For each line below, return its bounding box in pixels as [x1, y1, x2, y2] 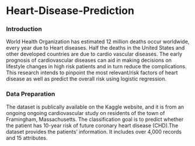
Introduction [6, 25, 42, 33]
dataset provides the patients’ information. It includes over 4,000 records [6, 128, 182, 135]
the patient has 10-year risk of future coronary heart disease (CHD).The [6, 121, 179, 129]
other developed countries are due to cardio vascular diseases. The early [6, 51, 183, 58]
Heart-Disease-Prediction [6, 4, 134, 18]
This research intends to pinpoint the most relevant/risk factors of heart [6, 69, 178, 77]
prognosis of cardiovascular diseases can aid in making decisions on [6, 57, 172, 64]
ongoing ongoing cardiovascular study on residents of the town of [6, 109, 165, 116]
